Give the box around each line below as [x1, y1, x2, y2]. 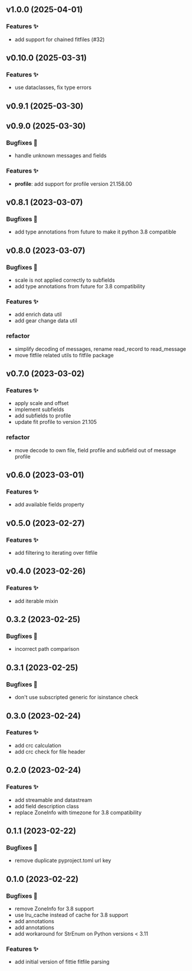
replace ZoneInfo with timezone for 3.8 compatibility [14, 809, 142, 816]
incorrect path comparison [14, 646, 80, 653]
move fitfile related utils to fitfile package [14, 351, 114, 358]
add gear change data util [14, 317, 78, 324]
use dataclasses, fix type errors [14, 84, 92, 91]
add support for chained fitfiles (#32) [14, 35, 105, 43]
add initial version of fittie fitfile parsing [14, 958, 110, 966]
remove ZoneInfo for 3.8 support [14, 905, 94, 912]
